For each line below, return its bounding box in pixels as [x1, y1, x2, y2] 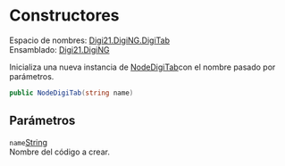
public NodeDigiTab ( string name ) [9, 88, 134, 97]
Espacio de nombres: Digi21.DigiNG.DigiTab [9, 35, 170, 46]
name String [9, 137, 47, 147]
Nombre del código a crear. [9, 146, 110, 157]
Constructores [9, 5, 120, 26]
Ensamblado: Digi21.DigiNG [9, 44, 110, 54]
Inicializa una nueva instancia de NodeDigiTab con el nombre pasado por [9, 62, 276, 72]
